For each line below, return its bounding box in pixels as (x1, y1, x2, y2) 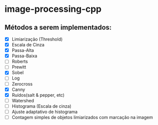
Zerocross (11, 81, 33, 87)
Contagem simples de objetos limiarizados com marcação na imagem (11, 114, 153, 120)
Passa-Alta (11, 47, 34, 53)
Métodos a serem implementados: (4, 23, 112, 32)
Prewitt (11, 64, 27, 70)
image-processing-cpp (4, 3, 102, 15)
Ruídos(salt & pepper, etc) (11, 92, 65, 98)
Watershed (11, 97, 34, 103)
